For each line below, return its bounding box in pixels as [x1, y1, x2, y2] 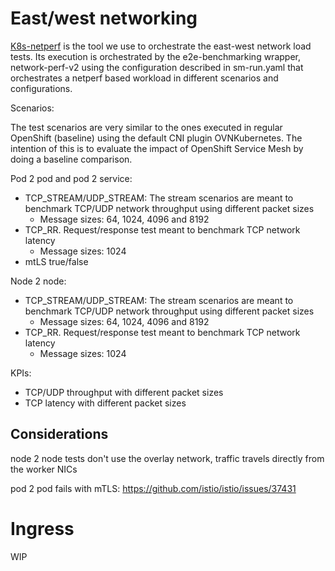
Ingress [10, 517, 75, 540]
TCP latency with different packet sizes [24, 397, 187, 409]
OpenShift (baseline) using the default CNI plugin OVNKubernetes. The [10, 132, 303, 144]
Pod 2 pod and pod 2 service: [10, 172, 133, 184]
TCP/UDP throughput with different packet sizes [24, 386, 224, 398]
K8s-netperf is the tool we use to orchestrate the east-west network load [10, 40, 312, 52]
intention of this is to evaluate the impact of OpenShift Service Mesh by [10, 142, 304, 154]
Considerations [10, 426, 109, 443]
